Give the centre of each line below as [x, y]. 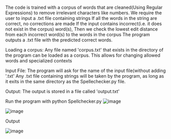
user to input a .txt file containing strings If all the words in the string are [81, 18]
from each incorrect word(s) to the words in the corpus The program [78, 34]
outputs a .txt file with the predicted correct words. [59, 40]
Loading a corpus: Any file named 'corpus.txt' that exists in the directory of [84, 50]
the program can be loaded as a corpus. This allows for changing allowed [83, 55]
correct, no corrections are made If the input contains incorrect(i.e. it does [84, 24]
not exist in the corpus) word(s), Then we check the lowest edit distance [82, 29]
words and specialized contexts [39, 61]
